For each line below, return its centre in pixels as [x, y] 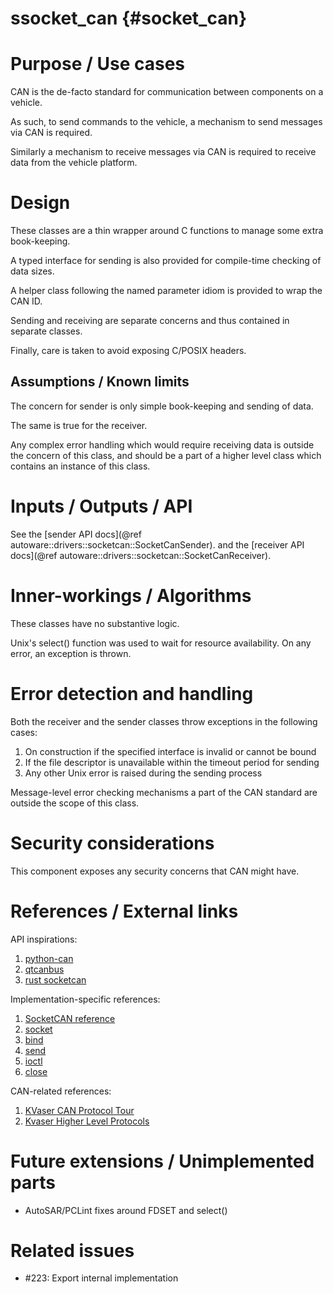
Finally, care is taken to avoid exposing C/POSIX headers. [128, 351]
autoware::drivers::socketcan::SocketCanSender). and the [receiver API [157, 544]
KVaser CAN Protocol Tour [79, 1110]
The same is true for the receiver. [79, 425]
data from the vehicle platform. [74, 163]
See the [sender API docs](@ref [76, 534]
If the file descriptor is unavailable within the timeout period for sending [172, 762]
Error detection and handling [132, 693]
